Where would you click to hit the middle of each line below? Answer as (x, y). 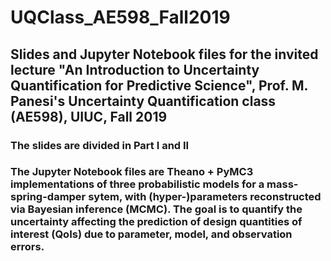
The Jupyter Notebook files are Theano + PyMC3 (132, 172)
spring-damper (48, 197)
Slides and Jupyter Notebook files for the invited (164, 54)
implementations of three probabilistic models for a (137, 184)
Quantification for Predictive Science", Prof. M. (159, 85)
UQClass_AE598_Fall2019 (120, 17)
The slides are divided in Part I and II (100, 145)
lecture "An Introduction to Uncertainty (135, 69)
